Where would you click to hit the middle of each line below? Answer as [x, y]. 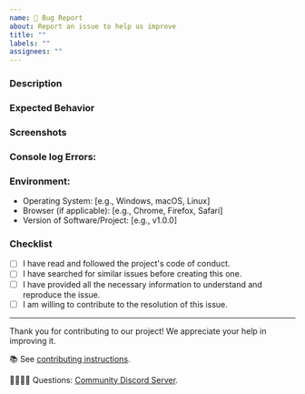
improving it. [33, 340]
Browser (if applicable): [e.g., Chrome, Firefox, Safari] [123, 211]
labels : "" [30, 43]
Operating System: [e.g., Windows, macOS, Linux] [116, 201]
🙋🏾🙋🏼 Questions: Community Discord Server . [94, 379]
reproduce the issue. [61, 294]
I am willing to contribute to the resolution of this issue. [125, 304]
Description [36, 84]
